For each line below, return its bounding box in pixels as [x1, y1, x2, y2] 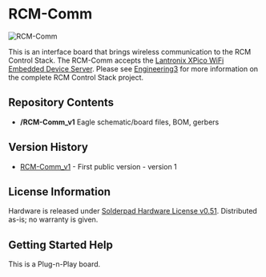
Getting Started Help [8, 238, 114, 251]
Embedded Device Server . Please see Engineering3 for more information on [8, 63, 259, 73]
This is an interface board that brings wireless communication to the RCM [8, 47, 252, 56]
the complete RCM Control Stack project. [8, 72, 144, 82]
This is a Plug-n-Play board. [8, 259, 101, 269]
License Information [8, 185, 111, 198]
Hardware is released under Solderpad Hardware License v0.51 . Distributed [8, 206, 258, 216]
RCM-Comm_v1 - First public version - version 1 [19, 161, 178, 171]
